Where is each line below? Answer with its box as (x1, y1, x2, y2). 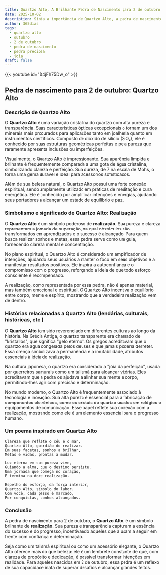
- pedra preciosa (9, 49, 45, 54)
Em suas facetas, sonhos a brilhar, (5, 447, 81, 453)
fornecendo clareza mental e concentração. (5, 241, 95, 248)
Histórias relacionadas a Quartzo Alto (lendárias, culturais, (5, 310, 149, 317)
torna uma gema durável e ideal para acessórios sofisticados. (5, 172, 131, 177)
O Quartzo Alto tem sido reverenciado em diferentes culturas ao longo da (5, 328, 156, 334)
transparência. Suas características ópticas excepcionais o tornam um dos (5, 125, 157, 131)
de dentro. (5, 298, 26, 304)
